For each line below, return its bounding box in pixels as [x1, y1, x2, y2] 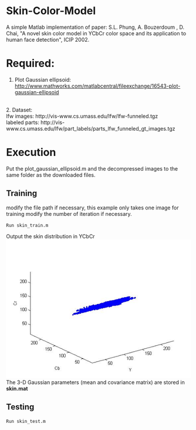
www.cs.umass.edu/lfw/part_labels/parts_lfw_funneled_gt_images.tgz [6, 125, 175, 132]
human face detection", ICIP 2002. [6, 36, 90, 43]
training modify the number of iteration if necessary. [6, 210, 132, 217]
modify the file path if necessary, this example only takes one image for [6, 204, 179, 211]
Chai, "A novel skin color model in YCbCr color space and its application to [6, 29, 187, 36]
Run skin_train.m [6, 222, 49, 228]
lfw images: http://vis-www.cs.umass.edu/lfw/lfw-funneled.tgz [6, 112, 158, 119]
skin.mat [6, 385, 28, 392]
